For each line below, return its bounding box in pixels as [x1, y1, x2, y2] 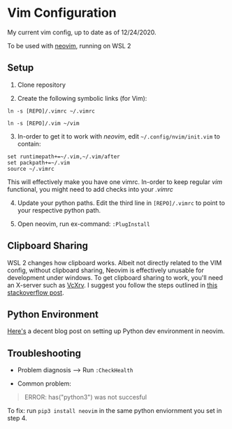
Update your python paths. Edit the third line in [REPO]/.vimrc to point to [17, 198, 226, 207]
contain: [17, 139, 41, 148]
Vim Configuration [7, 5, 117, 21]
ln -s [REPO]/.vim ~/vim [7, 120, 80, 127]
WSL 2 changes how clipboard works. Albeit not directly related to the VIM [7, 258, 222, 267]
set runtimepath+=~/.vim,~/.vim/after [7, 153, 120, 160]
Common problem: [17, 379, 71, 388]
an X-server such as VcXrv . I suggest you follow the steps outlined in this [7, 281, 218, 289]
